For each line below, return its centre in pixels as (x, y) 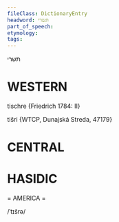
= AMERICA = (26, 198)
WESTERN (37, 87)
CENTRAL (36, 148)
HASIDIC (32, 179)
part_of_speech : (30, 26)
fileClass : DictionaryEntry (47, 13)
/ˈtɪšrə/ (17, 212)
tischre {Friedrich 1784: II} (44, 106)
